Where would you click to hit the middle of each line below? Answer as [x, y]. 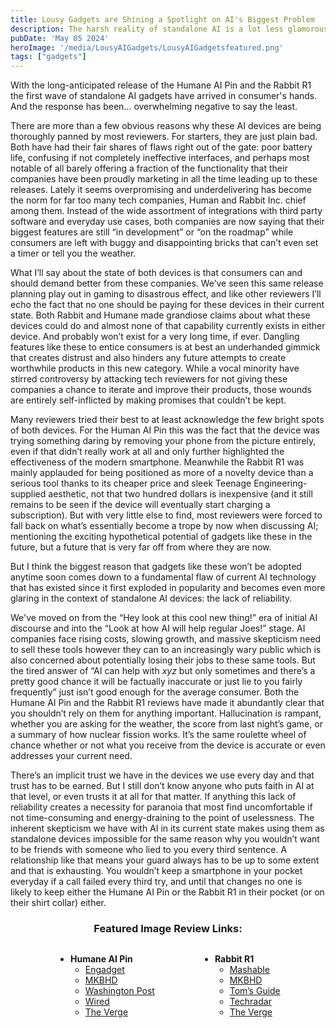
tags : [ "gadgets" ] [48, 57]
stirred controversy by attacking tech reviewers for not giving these [149, 379]
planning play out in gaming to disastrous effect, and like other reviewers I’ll [166, 294]
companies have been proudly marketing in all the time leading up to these [164, 179]
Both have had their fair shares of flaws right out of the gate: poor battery [161, 147]
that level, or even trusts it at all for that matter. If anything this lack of [153, 797]
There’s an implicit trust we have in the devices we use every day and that [162, 775]
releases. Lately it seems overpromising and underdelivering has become [161, 190]
